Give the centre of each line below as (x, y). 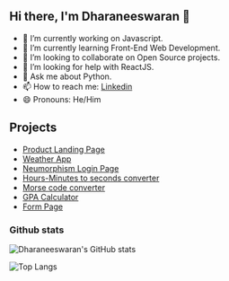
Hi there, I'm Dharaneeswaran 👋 (100, 17)
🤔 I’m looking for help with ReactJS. (88, 66)
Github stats (37, 230)
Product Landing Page (63, 149)
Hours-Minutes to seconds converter (91, 178)
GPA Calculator (50, 197)
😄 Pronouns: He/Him (62, 99)
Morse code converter (64, 187)
